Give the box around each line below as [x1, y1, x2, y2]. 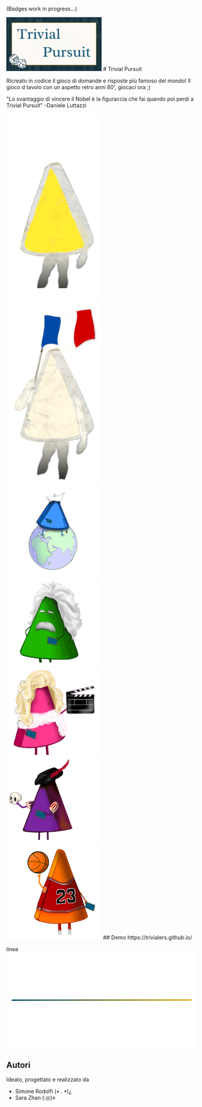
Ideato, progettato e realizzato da [6, 1076, 90, 1083]
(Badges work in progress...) [6, 5, 77, 12]
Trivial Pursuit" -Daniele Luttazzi [6, 101, 86, 109]
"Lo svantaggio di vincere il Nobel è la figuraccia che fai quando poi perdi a [6, 95, 194, 102]
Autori [6, 1060, 31, 1070]
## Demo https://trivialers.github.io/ [102, 934, 192, 941]
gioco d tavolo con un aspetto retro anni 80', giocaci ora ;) [6, 83, 151, 90]
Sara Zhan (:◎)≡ [15, 1094, 56, 1102]
